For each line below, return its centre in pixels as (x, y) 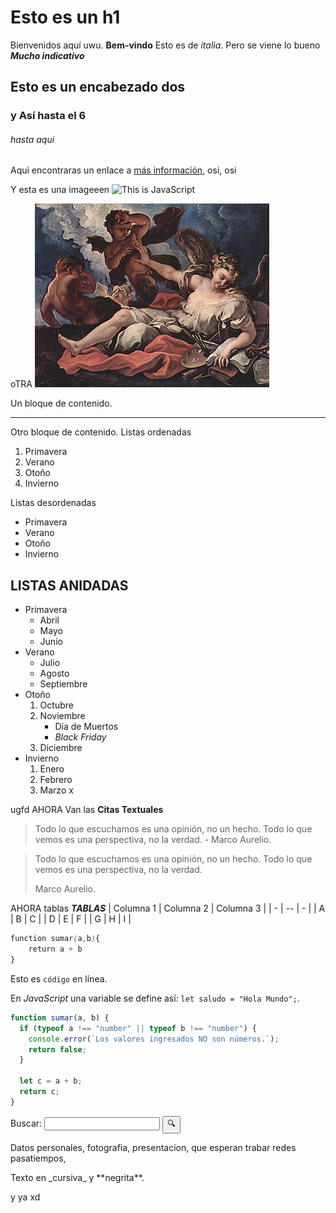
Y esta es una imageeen (60, 190)
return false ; (57, 1049)
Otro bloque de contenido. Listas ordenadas (101, 432)
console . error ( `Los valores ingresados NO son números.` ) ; (154, 1039)
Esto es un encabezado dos (98, 87)
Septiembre (63, 684)
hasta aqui (32, 139)
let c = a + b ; (51, 1081)
